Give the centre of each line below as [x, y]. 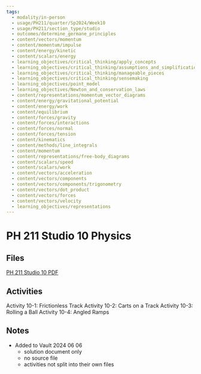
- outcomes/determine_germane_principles [64, 34]
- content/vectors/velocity [47, 201]
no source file [41, 358]
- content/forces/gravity [44, 117]
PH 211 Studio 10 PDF [32, 272]
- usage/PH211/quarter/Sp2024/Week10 [59, 23]
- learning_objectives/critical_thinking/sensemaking [80, 78]
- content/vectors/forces [44, 195]
